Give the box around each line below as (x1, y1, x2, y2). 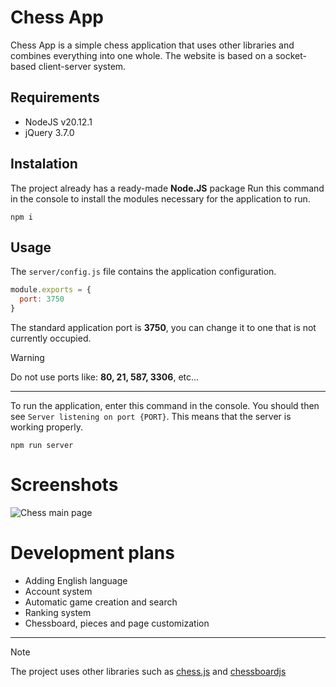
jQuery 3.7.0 (24, 126, 75, 138)
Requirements (10, 89, 100, 106)
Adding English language (24, 574, 128, 586)
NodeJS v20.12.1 (24, 116, 93, 128)
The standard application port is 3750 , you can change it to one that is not (10, 322, 317, 333)
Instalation (10, 156, 78, 173)
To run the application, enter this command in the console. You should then (10, 400, 320, 411)
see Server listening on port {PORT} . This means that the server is (10, 411, 292, 422)
